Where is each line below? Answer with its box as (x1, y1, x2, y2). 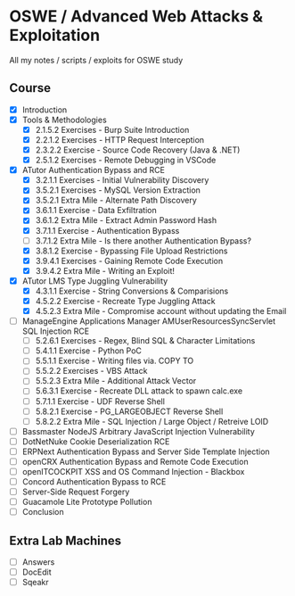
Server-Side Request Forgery (21, 486, 130, 497)
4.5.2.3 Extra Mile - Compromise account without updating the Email (35, 306, 287, 316)
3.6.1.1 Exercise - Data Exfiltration (35, 205, 158, 216)
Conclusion (21, 507, 64, 517)
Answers (21, 557, 55, 567)
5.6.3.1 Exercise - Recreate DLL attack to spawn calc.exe (35, 385, 243, 396)
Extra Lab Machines (9, 533, 122, 548)
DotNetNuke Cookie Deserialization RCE (21, 435, 170, 447)
